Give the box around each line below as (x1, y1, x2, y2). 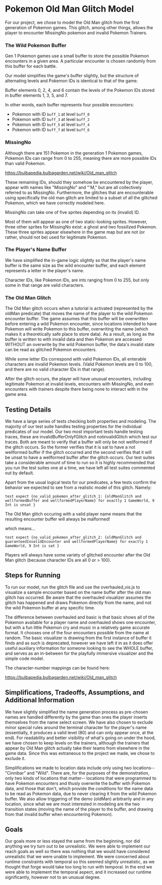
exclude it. (5, 755, 26, 761)
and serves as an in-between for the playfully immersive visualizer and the (5, 650, 154, 656)
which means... (5, 525, 35, 531)
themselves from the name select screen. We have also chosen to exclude (5, 719, 153, 725)
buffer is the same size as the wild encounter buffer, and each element (5, 262, 146, 268)
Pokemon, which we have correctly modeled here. (5, 200, 105, 206)
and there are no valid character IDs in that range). (5, 366, 105, 372)
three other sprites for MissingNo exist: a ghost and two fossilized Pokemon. (5, 224, 157, 229)
